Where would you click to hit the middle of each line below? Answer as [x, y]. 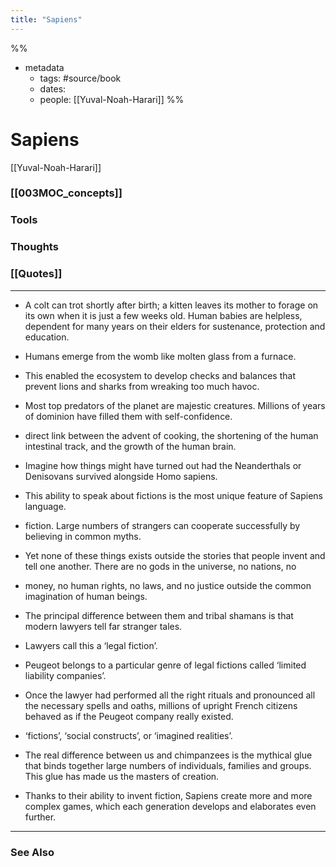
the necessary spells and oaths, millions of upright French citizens [161, 705]
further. [40, 817]
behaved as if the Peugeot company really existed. [129, 716]
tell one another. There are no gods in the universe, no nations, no [160, 566]
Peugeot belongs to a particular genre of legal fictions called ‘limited [165, 665]
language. [45, 506]
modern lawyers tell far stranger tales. [103, 626]
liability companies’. [65, 675]
